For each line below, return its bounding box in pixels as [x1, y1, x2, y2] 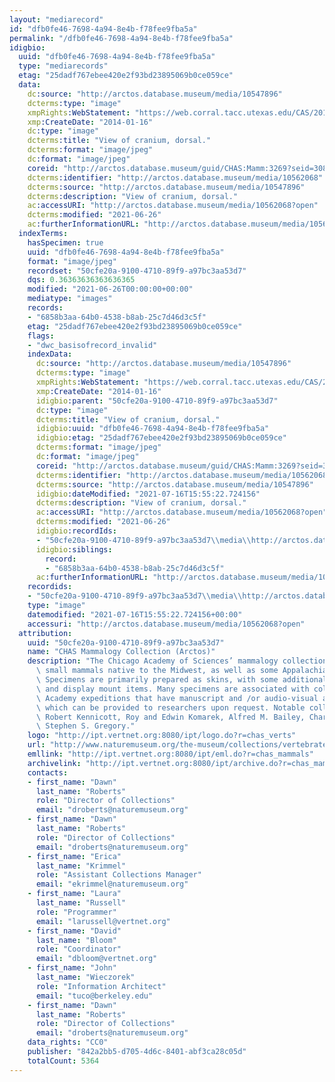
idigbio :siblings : [35, 544, 113, 555]
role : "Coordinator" [35, 944, 122, 955]
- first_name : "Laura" [27, 889, 122, 899]
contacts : [27, 767, 69, 778]
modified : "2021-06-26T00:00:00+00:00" [27, 284, 194, 295]
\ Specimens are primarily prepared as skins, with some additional [35, 675, 328, 685]
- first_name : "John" [27, 963, 117, 973]
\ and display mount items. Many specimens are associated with [35, 684, 310, 694]
